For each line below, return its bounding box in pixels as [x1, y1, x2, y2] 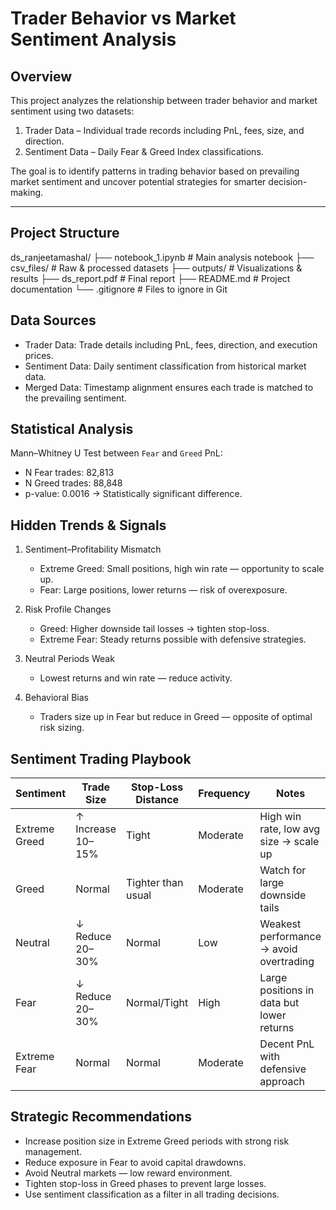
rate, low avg [259, 822, 321, 836]
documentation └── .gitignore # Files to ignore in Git [10, 283, 228, 295]
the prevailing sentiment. [24, 392, 127, 404]
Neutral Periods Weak [24, 653, 115, 665]
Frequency [198, 787, 251, 801]
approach [259, 1075, 305, 1089]
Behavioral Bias [24, 692, 89, 704]
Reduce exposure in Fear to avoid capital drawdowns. [24, 1156, 247, 1168]
